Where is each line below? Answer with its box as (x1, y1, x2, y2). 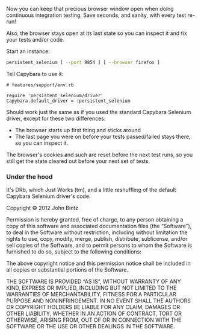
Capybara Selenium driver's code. (6, 193, 91, 200)
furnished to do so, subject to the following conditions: (6, 248, 141, 255)
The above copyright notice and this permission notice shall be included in (6, 260, 191, 267)
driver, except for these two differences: (6, 115, 106, 122)
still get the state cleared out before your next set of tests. (6, 157, 150, 165)
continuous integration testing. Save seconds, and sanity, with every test (6, 11, 187, 19)
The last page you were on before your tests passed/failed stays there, (14, 133, 191, 140)
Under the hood (6, 172, 53, 180)
